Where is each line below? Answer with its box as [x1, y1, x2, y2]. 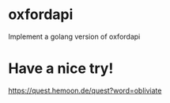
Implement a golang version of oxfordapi [8, 32, 141, 41]
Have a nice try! [8, 59, 114, 78]
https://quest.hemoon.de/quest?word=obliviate [8, 86, 162, 95]
